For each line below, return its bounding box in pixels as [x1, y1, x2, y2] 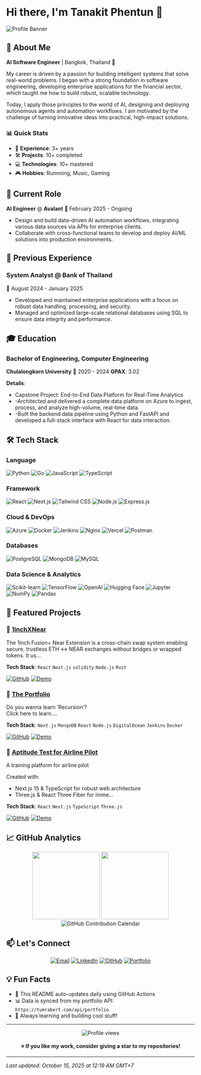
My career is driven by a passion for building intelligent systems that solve [6, 70, 190, 77]
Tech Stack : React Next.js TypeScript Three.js [6, 803, 123, 810]
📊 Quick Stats [6, 129, 48, 137]
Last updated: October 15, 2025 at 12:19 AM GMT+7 [6, 1062, 134, 1069]
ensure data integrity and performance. [14, 315, 112, 322]
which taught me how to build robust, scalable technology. [6, 89, 151, 96]
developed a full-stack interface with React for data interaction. [14, 416, 172, 424]
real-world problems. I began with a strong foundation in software [6, 76, 169, 83]
